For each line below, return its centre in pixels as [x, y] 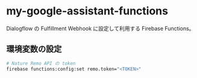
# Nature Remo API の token [41, 63]
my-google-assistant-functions [87, 11]
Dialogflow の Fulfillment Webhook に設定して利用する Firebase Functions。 [100, 28]
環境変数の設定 [34, 49]
